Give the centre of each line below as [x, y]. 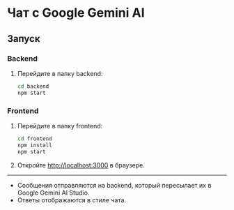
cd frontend [34, 138]
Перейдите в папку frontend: [60, 126]
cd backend [33, 86]
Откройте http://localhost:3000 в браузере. [81, 165]
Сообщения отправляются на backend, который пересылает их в [114, 185]
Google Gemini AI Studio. [53, 193]
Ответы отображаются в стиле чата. [72, 200]
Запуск [24, 39]
